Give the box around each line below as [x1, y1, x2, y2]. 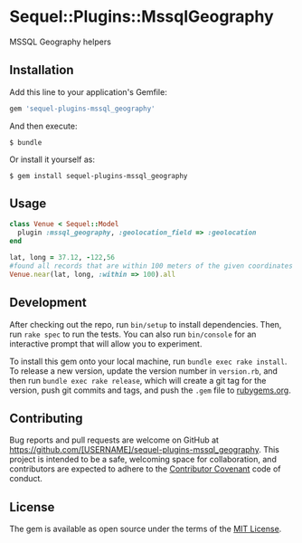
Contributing [9, 410, 83, 426]
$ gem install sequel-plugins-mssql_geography [9, 171, 188, 180]
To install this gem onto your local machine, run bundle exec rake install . [9, 356, 288, 367]
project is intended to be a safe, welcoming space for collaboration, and [9, 454, 278, 465]
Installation [9, 62, 74, 78]
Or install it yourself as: [9, 154, 95, 165]
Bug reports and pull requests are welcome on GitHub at [9, 434, 220, 445]
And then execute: [9, 120, 78, 131]
